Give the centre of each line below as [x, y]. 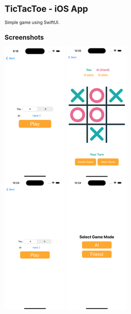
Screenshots [24, 37]
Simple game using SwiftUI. [32, 22]
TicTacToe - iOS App [46, 9]
